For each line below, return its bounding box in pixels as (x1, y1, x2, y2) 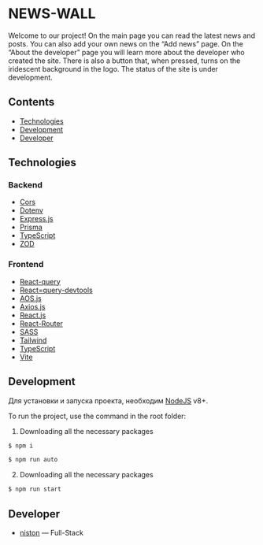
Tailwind (19, 336, 47, 345)
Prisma (19, 222, 43, 232)
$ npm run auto (8, 456, 58, 464)
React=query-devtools (19, 285, 93, 295)
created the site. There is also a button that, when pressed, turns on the (8, 56, 241, 65)
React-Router (19, 318, 63, 328)
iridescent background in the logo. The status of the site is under (8, 64, 219, 73)
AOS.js (19, 293, 42, 303)
